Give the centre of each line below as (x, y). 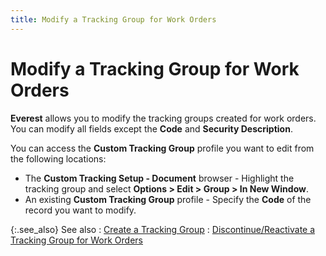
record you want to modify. (80, 210)
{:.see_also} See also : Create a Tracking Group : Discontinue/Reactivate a (163, 229)
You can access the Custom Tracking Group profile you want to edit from (162, 148)
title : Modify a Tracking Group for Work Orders (113, 19)
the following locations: (58, 158)
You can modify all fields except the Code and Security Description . (151, 128)
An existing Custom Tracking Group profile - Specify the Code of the (168, 199)
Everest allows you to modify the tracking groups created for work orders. (163, 118)
